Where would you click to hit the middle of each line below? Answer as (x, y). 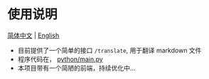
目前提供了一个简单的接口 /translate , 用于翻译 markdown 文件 (109, 50)
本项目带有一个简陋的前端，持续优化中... (76, 68)
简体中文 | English (33, 35)
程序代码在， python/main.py (60, 59)
